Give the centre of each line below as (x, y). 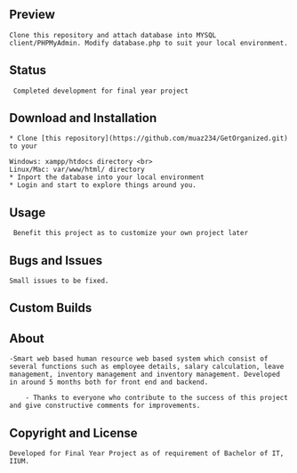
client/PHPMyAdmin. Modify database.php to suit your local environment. (149, 43)
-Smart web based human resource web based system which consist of (139, 359)
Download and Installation (83, 118)
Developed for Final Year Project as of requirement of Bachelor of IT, (147, 453)
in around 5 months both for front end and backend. (109, 382)
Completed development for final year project (101, 91)
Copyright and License (73, 432)
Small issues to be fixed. (59, 281)
